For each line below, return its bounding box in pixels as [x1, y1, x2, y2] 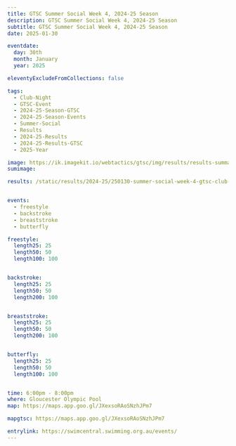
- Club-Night [13, 94, 52, 101]
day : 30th [13, 49, 42, 56]
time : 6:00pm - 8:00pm [7, 389, 74, 397]
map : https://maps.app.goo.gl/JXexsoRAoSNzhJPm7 [7, 402, 152, 409]
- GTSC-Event [13, 100, 52, 107]
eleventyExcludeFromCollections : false [7, 74, 124, 81]
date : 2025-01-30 [7, 29, 58, 37]
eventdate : [7, 43, 39, 50]
